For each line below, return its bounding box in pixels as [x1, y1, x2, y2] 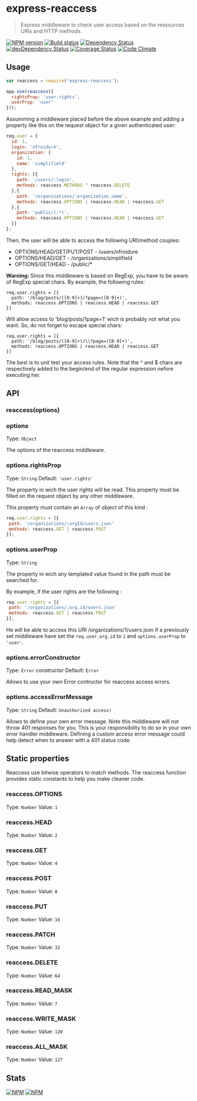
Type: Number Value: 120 [6, 1028, 63, 1035]
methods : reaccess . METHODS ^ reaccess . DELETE [16, 182, 131, 188]
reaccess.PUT [6, 902, 48, 910]
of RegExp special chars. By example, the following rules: [6, 278, 145, 285]
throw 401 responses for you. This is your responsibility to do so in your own [6, 724, 191, 731]
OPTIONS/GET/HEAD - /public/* [14, 261, 92, 268]
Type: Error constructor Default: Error [6, 667, 99, 674]
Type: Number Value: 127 [6, 1056, 63, 1063]
